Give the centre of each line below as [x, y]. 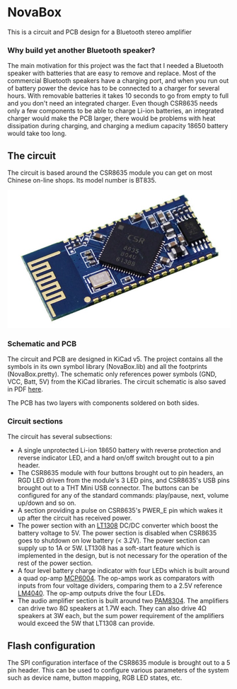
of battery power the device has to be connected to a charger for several [114, 89]
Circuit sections [35, 421]
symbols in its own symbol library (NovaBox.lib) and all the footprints [107, 367]
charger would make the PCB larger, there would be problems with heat [111, 118]
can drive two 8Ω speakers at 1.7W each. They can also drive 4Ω [112, 608]
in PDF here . [25, 389]
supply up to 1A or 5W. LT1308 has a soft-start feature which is [109, 548]
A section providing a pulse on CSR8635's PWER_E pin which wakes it [120, 511]
